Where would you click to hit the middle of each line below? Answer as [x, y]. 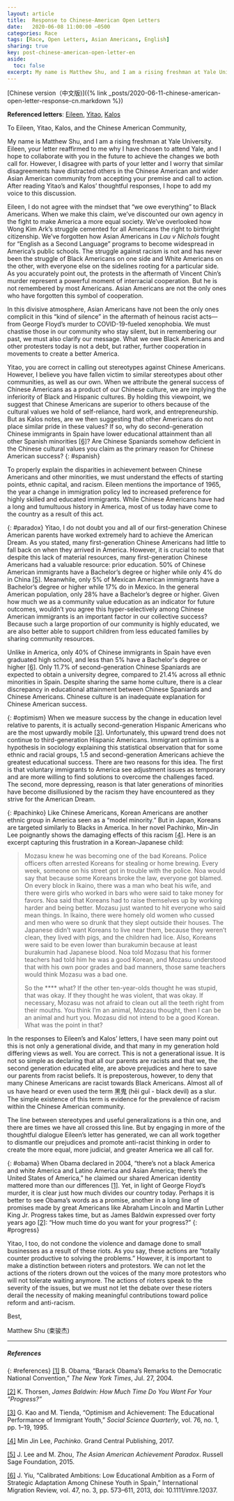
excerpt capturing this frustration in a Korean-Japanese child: [95, 842]
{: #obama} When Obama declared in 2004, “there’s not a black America [111, 1163]
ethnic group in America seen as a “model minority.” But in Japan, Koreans [114, 820]
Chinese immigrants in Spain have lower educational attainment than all [110, 434]
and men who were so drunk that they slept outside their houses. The [124, 922]
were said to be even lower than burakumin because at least [110, 944]
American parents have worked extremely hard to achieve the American [110, 535]
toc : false [29, 66]
